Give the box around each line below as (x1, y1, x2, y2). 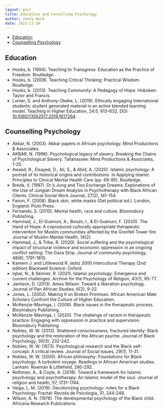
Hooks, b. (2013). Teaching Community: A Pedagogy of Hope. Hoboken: (12, 88, 157, 93)
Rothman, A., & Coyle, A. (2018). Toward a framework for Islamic (12, 369, 142, 375)
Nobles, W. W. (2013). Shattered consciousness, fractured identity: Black (12, 327, 159, 333)
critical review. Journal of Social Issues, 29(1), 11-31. (35, 348, 140, 354)
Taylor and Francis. (12, 92, 51, 98)
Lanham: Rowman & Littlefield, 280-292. (12, 364, 94, 370)
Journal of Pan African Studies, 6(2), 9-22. (12, 286, 99, 292)
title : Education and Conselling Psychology (5, 12, 97, 17)
